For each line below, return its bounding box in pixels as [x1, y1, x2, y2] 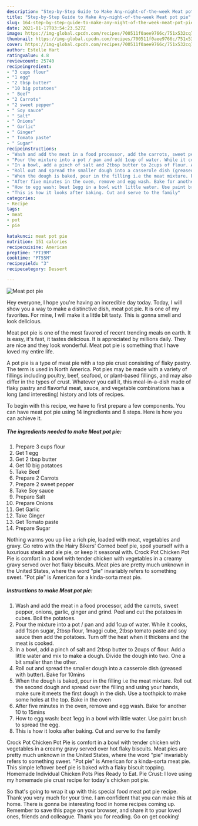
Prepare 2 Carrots [15, 474, 59, 481]
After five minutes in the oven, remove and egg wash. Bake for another [15, 702, 187, 709]
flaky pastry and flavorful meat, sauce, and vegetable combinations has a [6, 384, 184, 391]
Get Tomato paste [15, 518, 59, 525]
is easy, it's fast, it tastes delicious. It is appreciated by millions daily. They [6, 335, 186, 342]
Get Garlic [15, 506, 40, 513]
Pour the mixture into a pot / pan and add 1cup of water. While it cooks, [15, 621, 187, 628]
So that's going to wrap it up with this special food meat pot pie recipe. [6, 788, 178, 795]
